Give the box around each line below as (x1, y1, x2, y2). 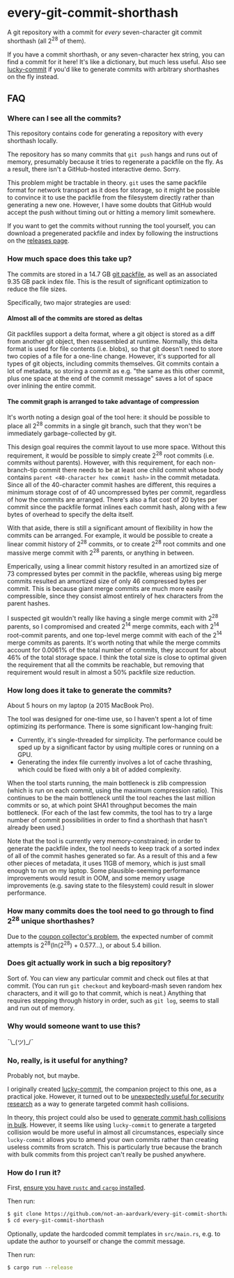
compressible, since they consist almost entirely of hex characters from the (7, 592, 224, 600)
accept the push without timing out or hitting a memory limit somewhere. (7, 208, 216, 217)
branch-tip (7, 466, 38, 474)
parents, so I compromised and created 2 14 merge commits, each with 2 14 (7, 621, 219, 631)
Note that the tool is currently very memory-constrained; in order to (7, 836, 201, 845)
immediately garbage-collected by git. (7, 429, 117, 437)
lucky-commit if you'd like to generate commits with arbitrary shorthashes (7, 65, 219, 73)
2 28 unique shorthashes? (7, 915, 95, 926)
